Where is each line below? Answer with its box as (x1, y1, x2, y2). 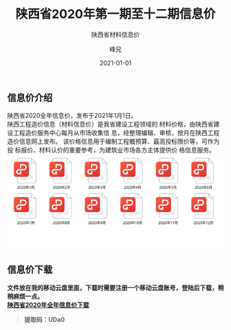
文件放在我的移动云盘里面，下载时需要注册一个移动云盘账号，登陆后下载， (7, 283, 218, 291)
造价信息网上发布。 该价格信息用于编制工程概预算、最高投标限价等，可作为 (7, 137, 220, 145)
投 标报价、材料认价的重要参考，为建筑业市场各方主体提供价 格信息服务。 (7, 146, 215, 154)
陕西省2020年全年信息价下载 (7, 300, 89, 309)
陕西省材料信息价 (91, 30, 140, 39)
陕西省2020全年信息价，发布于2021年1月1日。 (7, 112, 137, 120)
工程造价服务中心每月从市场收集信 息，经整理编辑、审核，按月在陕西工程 (12, 129, 220, 137)
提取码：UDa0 (23, 315, 65, 324)
